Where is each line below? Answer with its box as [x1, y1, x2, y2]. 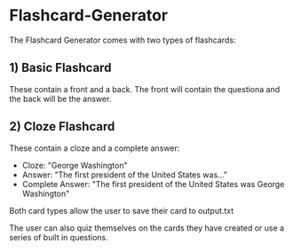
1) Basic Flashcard [9, 60, 112, 75]
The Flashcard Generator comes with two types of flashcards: [9, 35, 236, 45]
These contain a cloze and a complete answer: [9, 143, 180, 153]
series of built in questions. [9, 231, 108, 242]
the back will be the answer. [9, 93, 112, 104]
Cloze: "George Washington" [21, 160, 129, 170]
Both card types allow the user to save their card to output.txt [9, 205, 234, 216]
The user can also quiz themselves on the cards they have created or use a [9, 223, 285, 233]
